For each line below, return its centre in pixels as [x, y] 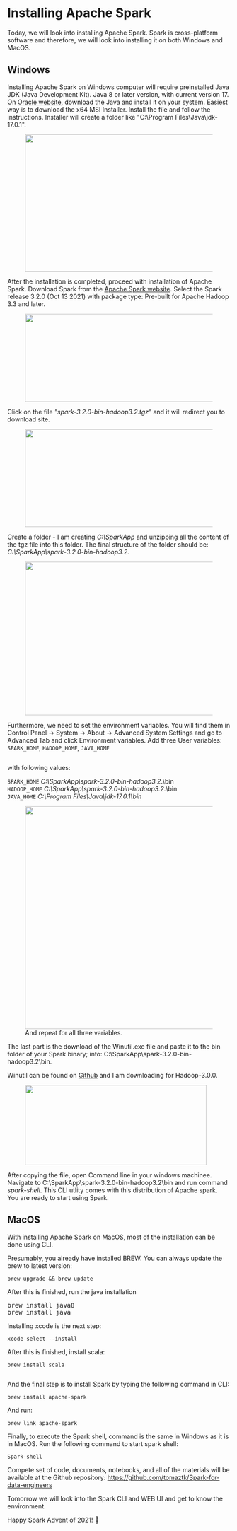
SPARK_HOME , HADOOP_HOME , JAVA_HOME [58, 747]
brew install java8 [41, 1305]
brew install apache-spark [47, 1397]
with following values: [39, 767]
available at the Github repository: [57, 1477]
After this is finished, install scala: [56, 1351]
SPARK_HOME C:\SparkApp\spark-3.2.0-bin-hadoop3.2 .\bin [91, 781]
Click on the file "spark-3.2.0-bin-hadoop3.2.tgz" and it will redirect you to [116, 412]
